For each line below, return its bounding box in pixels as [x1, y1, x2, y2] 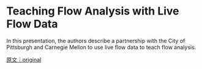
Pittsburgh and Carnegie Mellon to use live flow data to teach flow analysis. [6, 44, 196, 51]
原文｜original [6, 56, 42, 63]
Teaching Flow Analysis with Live [6, 4, 179, 18]
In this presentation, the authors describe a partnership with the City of [6, 37, 185, 44]
